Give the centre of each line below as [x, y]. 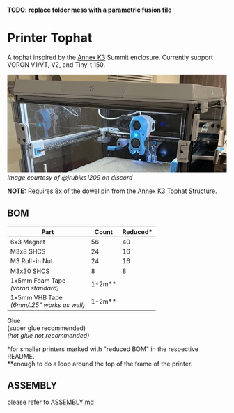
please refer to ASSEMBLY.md [50, 402]
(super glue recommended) [47, 328]
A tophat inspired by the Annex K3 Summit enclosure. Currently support [110, 57]
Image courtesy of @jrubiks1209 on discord [70, 178]
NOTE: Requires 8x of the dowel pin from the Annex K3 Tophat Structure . [112, 191]
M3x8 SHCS [28, 251]
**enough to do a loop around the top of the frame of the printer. [100, 364]
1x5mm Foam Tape [38, 280]
